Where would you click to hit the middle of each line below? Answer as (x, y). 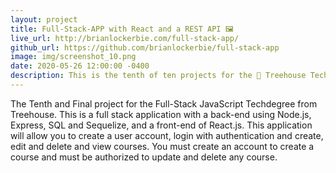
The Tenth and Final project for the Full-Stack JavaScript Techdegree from (164, 103)
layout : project (44, 19)
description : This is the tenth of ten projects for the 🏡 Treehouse (158, 76)
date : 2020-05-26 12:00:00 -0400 (80, 66)
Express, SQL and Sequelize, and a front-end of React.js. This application (161, 125)
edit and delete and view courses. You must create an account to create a (162, 146)
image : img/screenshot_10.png (73, 57)
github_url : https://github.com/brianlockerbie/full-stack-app (145, 47)
